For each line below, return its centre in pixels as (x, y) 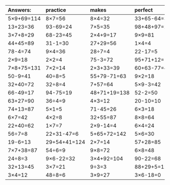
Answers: (19, 10)
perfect (144, 10)
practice (56, 10)
